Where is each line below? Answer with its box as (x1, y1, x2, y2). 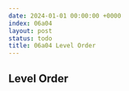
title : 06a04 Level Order (8, 42, 96, 50)
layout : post (8, 27, 53, 35)
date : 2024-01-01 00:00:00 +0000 (8, 11, 122, 20)
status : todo (8, 34, 53, 43)
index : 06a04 (8, 19, 53, 27)
